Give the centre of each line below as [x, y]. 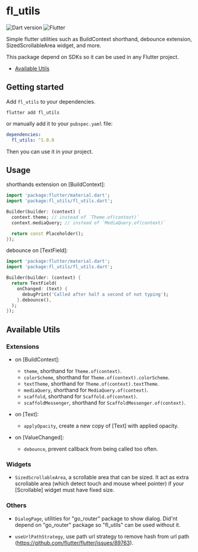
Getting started [35, 87]
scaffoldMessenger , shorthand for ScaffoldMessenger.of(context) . [105, 403]
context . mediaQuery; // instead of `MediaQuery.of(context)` [89, 223]
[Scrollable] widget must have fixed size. [65, 490]
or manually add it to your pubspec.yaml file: [59, 123]
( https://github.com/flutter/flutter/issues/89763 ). [74, 542]
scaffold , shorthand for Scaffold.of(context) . [81, 396]
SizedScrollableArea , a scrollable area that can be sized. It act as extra [102, 477]
